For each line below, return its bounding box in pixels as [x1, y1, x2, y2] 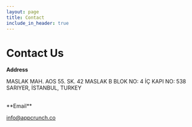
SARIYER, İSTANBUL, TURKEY [6, 84, 82, 91]
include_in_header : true [6, 20, 69, 26]
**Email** [6, 102, 32, 109]
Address [6, 66, 28, 73]
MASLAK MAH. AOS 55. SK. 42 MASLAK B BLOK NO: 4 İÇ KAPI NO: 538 [6, 78, 187, 85]
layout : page [6, 8, 39, 15]
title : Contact [6, 15, 45, 21]
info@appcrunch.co [6, 114, 56, 122]
